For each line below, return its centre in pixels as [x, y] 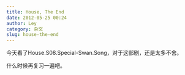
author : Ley [21, 23]
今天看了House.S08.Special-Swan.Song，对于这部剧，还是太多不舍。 [94, 53]
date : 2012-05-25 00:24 [37, 18]
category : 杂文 [25, 29]
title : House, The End [35, 12]
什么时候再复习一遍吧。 [36, 66]
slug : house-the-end [33, 35]
